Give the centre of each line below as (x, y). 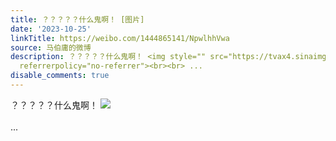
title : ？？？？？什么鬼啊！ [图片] (77, 19)
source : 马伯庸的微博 (51, 47)
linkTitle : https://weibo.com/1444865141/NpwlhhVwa (120, 38)
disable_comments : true (60, 76)
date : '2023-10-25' (51, 29)
